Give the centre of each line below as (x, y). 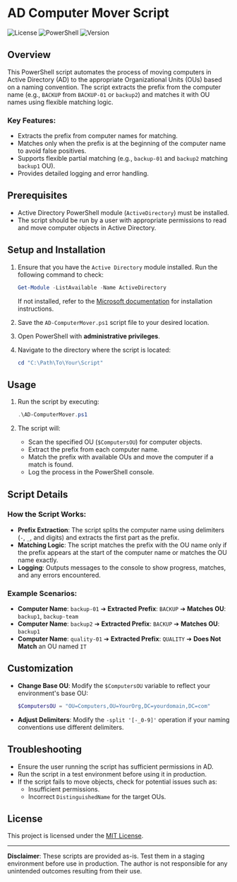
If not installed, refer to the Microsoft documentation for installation (115, 301)
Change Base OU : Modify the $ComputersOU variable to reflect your (114, 685)
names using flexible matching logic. (61, 102)
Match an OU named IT (52, 646)
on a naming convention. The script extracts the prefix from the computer (114, 87)
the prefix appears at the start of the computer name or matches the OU (122, 552)
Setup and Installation (56, 250)
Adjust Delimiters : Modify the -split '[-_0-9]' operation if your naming (123, 719)
